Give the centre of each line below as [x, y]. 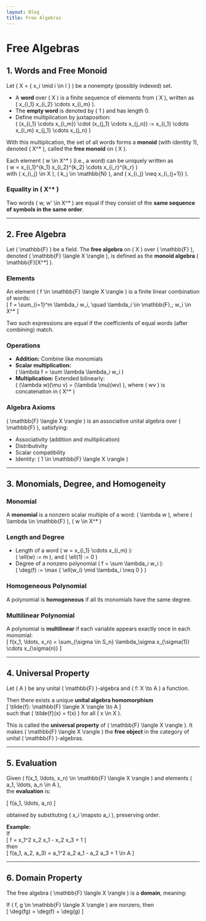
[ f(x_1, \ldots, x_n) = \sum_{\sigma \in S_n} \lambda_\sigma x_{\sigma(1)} [98, 642]
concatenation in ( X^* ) [45, 391]
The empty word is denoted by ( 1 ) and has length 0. [82, 111]
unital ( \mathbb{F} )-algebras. [45, 738]
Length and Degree [36, 537]
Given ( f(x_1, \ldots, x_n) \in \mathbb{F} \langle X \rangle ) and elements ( [99, 778]
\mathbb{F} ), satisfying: [37, 427]
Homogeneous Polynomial [47, 586]
